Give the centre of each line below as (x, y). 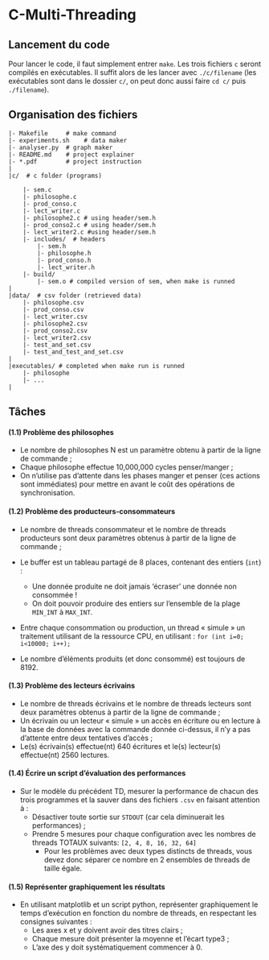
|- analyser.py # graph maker (61, 147)
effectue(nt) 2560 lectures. (65, 755)
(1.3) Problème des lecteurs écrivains (72, 685)
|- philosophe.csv (53, 302)
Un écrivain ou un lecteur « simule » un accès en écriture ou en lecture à (140, 720)
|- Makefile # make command (62, 133)
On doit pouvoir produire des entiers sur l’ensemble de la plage (136, 603)
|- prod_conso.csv (53, 309)
